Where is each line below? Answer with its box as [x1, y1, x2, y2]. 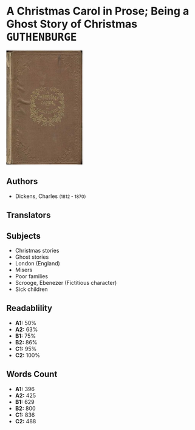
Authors [6, 176, 38, 186]
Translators [6, 210, 51, 220]
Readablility [6, 303, 53, 313]
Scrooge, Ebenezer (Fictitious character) [15, 279, 117, 286]
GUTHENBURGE [6, 30, 77, 44]
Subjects [6, 231, 41, 241]
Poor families [15, 272, 49, 280]
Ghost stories [15, 253, 49, 261]
